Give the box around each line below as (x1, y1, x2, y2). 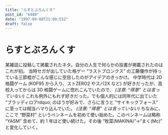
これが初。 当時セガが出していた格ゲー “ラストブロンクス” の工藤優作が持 (5, 68, 158, 74)
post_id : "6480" (5, 12, 39, 17)
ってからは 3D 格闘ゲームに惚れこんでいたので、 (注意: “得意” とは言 (14, 87, 155, 93)
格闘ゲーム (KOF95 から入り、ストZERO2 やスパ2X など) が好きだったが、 (5, 80, 158, 86)
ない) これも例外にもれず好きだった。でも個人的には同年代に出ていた (14, 93, 158, 99)
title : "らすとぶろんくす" (5, 7, 56, 12)
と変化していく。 (5, 124, 41, 130)
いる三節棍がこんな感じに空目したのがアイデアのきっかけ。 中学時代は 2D (9, 74, 162, 80)
